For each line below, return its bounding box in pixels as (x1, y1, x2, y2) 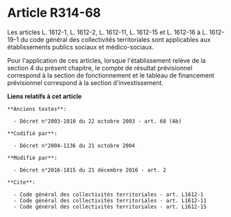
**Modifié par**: (7, 154, 58, 161)
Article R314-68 (7, 5, 102, 21)
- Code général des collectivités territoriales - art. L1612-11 (13, 197, 207, 204)
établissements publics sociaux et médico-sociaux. (7, 43, 154, 51)
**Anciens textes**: (7, 105, 67, 112)
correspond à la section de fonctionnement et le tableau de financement (7, 71, 214, 80)
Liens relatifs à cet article (7, 92, 82, 100)
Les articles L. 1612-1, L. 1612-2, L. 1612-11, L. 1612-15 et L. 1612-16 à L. (7, 28, 208, 36)
